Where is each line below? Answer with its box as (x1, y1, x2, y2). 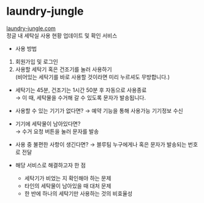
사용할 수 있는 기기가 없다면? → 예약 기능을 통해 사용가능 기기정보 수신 (15, 107, 184, 114)
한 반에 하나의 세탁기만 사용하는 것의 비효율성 (24, 190, 133, 197)
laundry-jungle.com (6, 25, 56, 32)
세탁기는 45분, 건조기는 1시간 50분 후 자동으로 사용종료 (15, 86, 147, 93)
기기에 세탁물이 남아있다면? (15, 120, 81, 127)
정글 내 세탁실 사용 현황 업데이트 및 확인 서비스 (6, 32, 118, 39)
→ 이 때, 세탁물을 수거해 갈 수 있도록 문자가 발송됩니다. (15, 94, 146, 101)
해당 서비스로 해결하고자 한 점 (15, 161, 86, 169)
